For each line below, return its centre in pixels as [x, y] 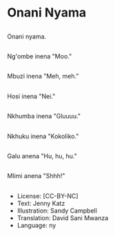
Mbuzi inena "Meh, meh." [43, 76]
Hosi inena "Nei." [31, 96]
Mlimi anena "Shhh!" [36, 176]
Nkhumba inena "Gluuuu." [44, 116]
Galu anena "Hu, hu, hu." [42, 155]
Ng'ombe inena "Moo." [40, 56]
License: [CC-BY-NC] [48, 196]
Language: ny [36, 225]
